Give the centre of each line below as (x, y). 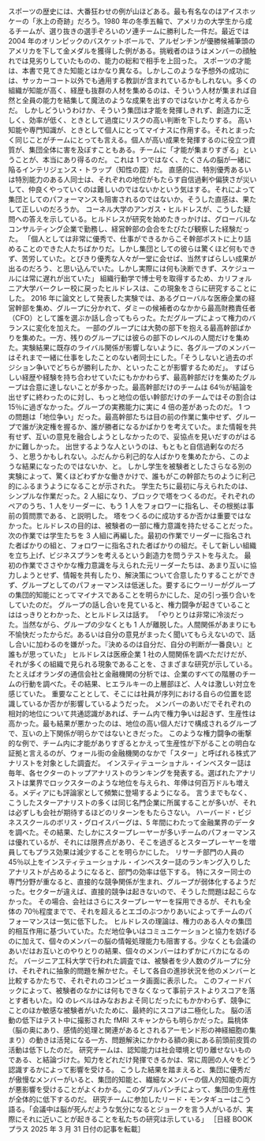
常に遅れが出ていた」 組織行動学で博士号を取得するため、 (123, 278)
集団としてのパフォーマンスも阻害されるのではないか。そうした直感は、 (125, 199)
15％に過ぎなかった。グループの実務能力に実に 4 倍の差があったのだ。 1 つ (129, 407)
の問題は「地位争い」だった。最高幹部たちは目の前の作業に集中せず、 (122, 416)
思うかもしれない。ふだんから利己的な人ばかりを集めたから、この (136, 456)
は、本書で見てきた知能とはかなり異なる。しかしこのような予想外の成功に (129, 70)
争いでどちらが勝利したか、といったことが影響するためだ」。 (134, 367)
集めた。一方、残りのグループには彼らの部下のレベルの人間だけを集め (136, 337)
